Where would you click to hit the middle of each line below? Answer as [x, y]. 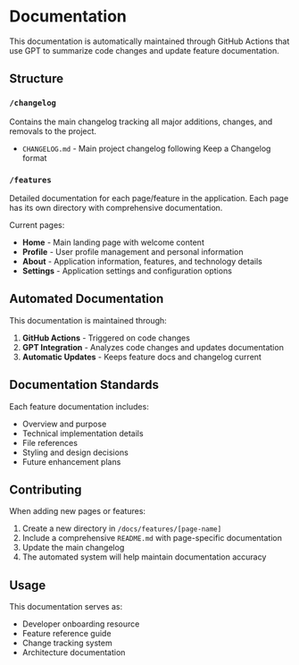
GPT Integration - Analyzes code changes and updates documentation [153, 347]
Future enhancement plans [71, 461]
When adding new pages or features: [77, 511]
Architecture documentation [74, 652]
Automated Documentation [87, 299]
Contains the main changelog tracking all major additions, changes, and [141, 122]
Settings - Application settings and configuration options [127, 271]
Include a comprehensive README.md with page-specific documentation [152, 538]
